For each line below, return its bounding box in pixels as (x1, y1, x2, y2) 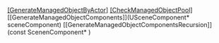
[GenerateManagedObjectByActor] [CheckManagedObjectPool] (7, 6, 193, 14)
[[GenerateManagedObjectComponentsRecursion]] (63, 21, 213, 28)
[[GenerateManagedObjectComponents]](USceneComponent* (7, 13, 190, 21)
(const (7, 28, 26, 36)
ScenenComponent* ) (27, 28, 91, 36)
